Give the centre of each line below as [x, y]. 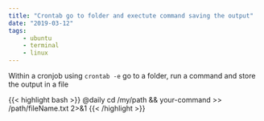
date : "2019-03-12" [41, 23]
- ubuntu [37, 38]
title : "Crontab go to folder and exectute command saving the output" [131, 16]
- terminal [41, 46]
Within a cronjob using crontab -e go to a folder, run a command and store [132, 76]
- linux [35, 53]
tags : [17, 30]
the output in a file [39, 84]
